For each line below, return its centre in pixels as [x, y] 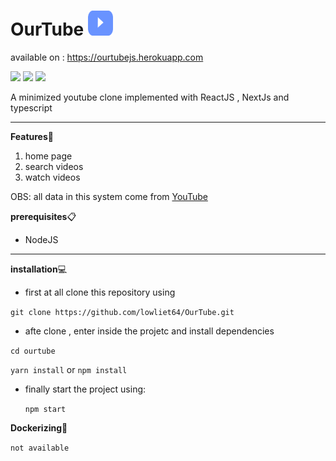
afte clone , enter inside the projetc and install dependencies [149, 331]
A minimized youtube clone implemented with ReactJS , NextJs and [150, 97]
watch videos [52, 177]
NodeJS [41, 239]
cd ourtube [33, 351]
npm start [45, 409]
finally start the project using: [85, 389]
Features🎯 [32, 136]
